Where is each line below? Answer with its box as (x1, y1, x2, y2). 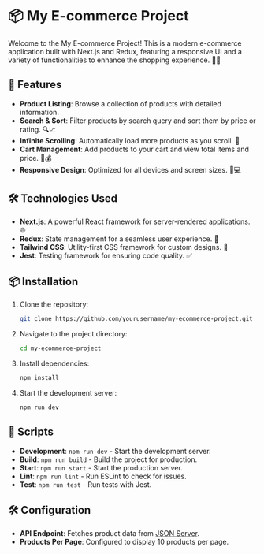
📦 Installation (8, 274, 79, 288)
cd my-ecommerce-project (19, 344, 102, 352)
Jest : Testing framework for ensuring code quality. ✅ (19, 251, 193, 260)
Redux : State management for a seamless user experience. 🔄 (19, 234, 219, 244)
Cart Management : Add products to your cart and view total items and (19, 144, 250, 154)
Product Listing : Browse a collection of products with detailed (19, 99, 222, 108)
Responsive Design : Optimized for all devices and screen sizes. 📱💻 (19, 165, 242, 174)
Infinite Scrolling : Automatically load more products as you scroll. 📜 (19, 136, 240, 145)
